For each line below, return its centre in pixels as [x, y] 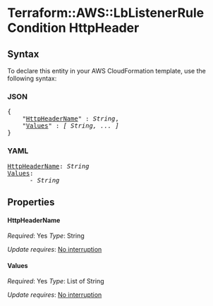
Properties [31, 202]
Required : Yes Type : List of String [56, 281]
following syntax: [32, 78]
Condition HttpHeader [73, 28]
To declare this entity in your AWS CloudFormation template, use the [107, 71]
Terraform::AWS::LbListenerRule [106, 13]
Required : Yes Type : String [46, 236]
